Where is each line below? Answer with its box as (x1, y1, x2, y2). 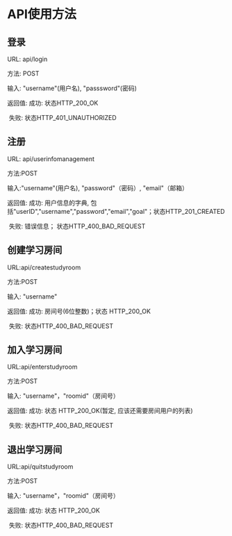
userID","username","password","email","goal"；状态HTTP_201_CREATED (16, 207, 225, 215)
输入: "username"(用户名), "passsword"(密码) (7, 84, 138, 92)
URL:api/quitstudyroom (7, 462, 74, 471)
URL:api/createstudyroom (7, 263, 81, 271)
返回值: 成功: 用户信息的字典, (7, 199, 89, 207)
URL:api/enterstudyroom (7, 362, 78, 371)
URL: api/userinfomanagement (7, 154, 95, 163)
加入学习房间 (7, 344, 63, 356)
